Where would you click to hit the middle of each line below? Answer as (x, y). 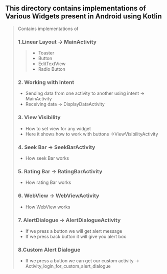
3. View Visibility (39, 118)
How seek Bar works (47, 158)
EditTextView (52, 64)
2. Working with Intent (46, 83)
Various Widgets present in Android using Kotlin (83, 17)
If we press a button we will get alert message (74, 231)
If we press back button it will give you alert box (76, 236)
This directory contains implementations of (76, 8)
